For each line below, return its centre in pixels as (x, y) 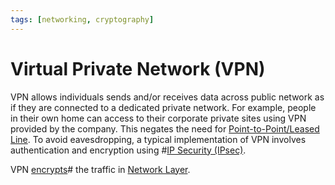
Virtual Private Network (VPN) (138, 68)
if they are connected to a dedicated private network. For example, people (163, 107)
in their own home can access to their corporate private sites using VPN (158, 118)
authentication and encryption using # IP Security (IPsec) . (128, 150)
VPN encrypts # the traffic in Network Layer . (100, 169)
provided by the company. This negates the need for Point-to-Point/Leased (165, 128)
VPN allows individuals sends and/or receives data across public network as (167, 97)
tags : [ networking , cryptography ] (82, 19)
